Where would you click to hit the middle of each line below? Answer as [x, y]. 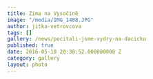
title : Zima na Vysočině [43, 13]
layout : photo [28, 65]
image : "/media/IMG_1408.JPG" [51, 20]
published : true [30, 45]
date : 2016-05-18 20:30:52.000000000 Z [64, 52]
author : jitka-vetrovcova [44, 26]
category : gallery [33, 58]
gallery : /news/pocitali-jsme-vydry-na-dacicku [77, 39]
